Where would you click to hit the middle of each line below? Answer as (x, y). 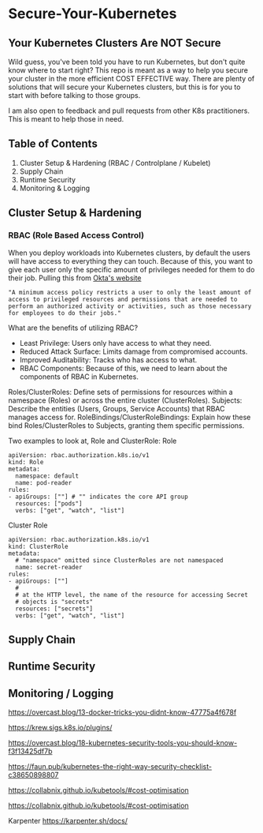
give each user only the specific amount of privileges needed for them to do (131, 269)
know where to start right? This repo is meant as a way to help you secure (128, 70)
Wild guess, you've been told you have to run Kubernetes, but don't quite (127, 62)
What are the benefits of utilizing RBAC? (73, 328)
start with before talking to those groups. (74, 95)
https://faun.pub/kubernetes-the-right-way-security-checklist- (110, 767)
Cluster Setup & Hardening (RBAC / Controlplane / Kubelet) (115, 163)
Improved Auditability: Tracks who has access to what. (108, 359)
